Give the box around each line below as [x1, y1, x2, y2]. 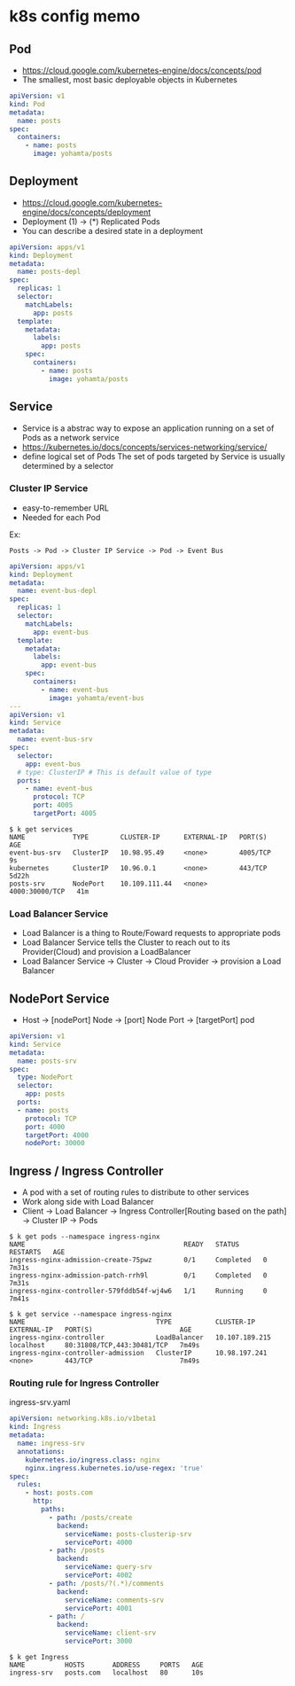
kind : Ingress [9, 1423, 62, 1432]
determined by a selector [21, 460, 114, 471]
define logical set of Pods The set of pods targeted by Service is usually [21, 450, 285, 462]
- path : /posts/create [48, 1513, 133, 1522]
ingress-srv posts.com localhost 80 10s [9, 1668, 204, 1677]
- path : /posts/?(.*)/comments [48, 1579, 165, 1588]
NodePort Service [9, 991, 110, 1006]
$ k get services [9, 824, 74, 834]
